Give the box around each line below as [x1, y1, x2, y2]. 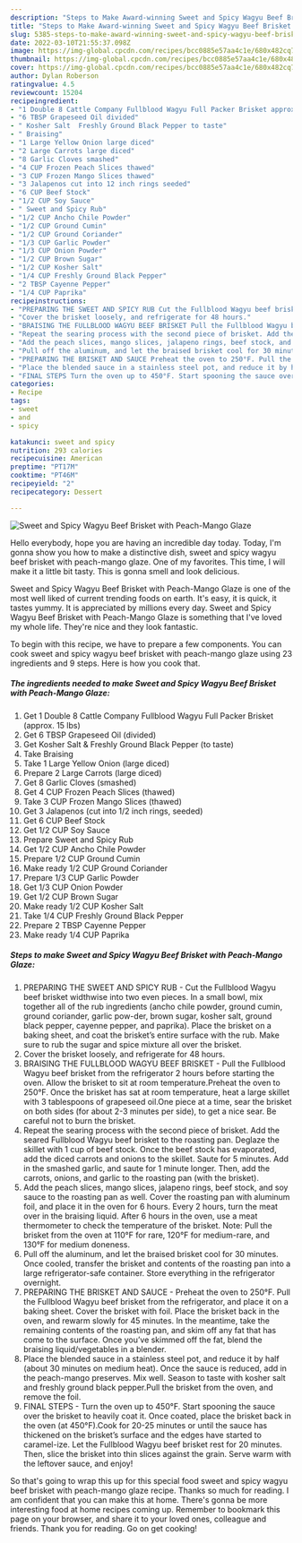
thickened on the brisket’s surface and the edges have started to [22, 1429, 263, 1440]
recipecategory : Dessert [10, 487, 103, 496]
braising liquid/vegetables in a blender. [22, 1343, 167, 1354]
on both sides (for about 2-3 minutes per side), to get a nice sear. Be [22, 1106, 277, 1116]
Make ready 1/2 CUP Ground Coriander [22, 862, 168, 874]
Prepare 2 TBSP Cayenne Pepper [22, 919, 147, 930]
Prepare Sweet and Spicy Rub [22, 834, 134, 845]
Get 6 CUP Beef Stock [22, 815, 106, 825]
